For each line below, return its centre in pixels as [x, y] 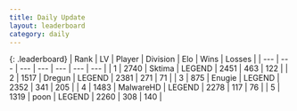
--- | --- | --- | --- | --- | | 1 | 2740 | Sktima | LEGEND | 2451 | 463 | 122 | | [153, 68]
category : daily [39, 34]
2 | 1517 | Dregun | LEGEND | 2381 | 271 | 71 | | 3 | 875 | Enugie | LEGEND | [144, 78]
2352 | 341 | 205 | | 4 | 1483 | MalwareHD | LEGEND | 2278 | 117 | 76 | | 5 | [145, 87]
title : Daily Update [48, 17]
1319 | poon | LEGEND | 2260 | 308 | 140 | [86, 97]
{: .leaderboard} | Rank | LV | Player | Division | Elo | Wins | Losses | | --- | [144, 59]
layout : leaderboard [48, 26]
